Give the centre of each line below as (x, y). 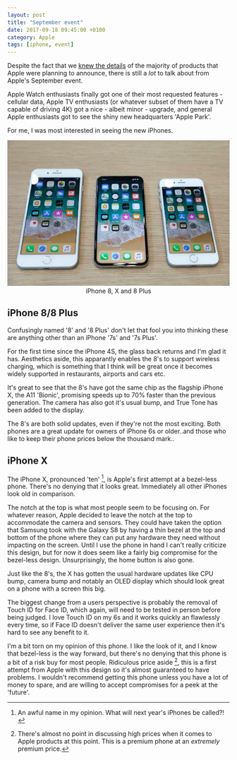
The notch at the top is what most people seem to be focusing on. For (109, 507)
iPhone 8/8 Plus (43, 313)
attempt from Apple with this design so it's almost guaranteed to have (108, 670)
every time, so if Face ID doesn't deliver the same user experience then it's (116, 625)
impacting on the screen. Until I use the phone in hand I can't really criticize (117, 545)
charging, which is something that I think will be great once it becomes (110, 366)
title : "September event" (45, 22)
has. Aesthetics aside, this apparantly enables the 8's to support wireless (114, 358)
